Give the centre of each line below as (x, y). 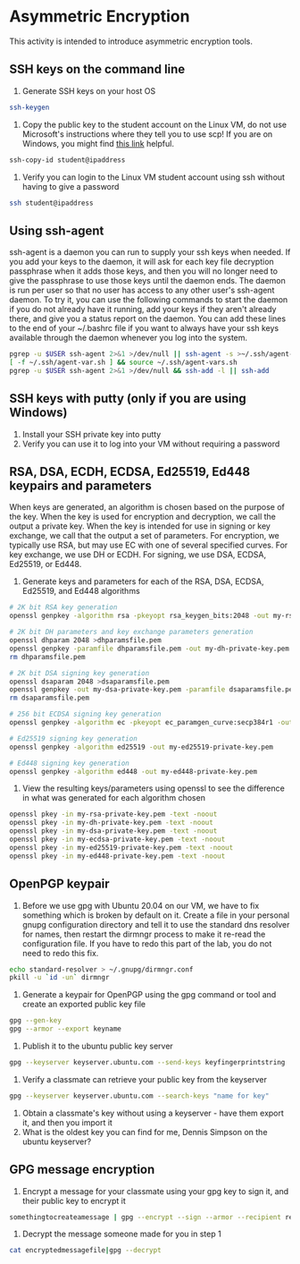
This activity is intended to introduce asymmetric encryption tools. (131, 41)
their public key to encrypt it (74, 1200)
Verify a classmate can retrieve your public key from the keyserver (145, 1079)
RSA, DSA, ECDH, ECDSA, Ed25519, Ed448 (130, 472)
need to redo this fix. (60, 953)
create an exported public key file (83, 1005)
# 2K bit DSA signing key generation (79, 673)
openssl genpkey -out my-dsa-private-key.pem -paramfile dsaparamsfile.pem (153, 690)
